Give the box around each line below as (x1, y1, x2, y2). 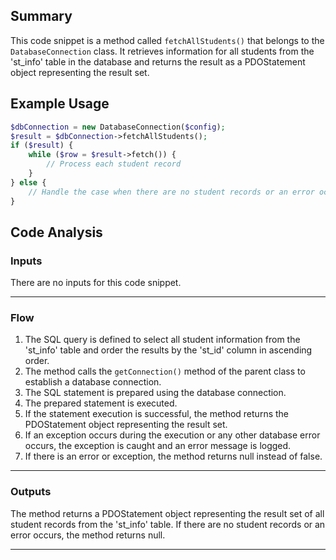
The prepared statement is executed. (24, 397, 178, 409)
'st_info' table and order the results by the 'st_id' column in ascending (24, 344, 313, 356)
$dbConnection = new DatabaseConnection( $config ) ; (10, 122, 226, 132)
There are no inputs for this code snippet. (10, 277, 182, 289)
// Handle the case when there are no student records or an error (28, 187, 315, 197)
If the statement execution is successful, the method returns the (24, 408, 289, 420)
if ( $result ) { (10, 140, 74, 151)
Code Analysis (10, 224, 103, 241)
